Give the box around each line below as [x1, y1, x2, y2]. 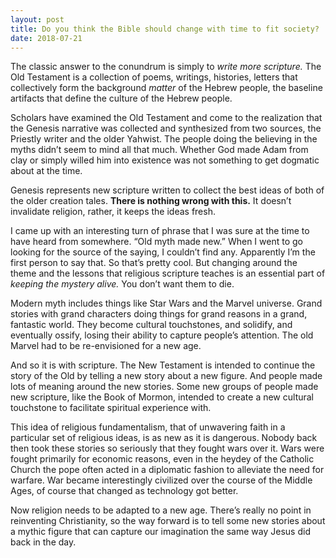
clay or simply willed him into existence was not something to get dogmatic [10, 154, 320, 166]
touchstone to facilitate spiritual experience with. [10, 402, 212, 414]
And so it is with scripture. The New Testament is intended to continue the [10, 359, 316, 371]
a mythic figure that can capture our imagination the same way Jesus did [10, 526, 311, 538]
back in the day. [10, 536, 77, 548]
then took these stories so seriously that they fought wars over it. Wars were [10, 442, 325, 455]
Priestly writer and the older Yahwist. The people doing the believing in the [10, 133, 318, 145]
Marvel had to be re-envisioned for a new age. [10, 340, 202, 352]
